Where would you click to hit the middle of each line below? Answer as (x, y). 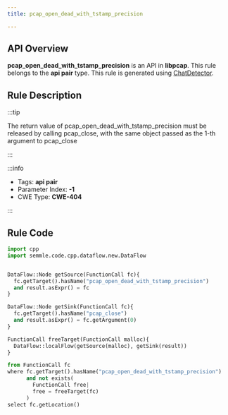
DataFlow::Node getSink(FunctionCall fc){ (70, 307)
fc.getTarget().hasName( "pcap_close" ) (71, 314)
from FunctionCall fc (39, 365)
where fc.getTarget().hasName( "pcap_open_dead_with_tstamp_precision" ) (114, 372)
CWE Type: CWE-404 (50, 197)
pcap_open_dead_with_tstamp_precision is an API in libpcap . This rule (112, 66)
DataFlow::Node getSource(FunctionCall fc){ (74, 275)
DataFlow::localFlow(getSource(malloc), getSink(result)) (101, 346)
